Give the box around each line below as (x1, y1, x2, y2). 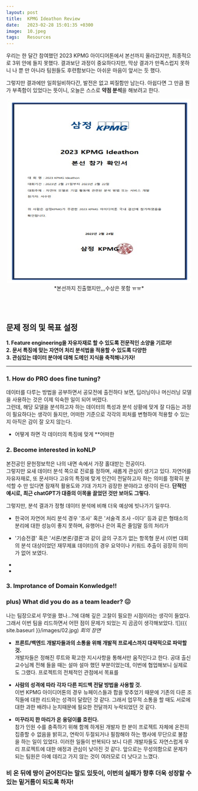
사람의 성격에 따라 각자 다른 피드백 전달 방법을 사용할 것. (14, 681, 142, 688)
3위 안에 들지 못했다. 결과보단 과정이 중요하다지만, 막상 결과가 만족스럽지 (12, 60, 179, 67)
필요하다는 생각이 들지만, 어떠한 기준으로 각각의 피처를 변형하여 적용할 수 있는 (12, 411, 190, 418)
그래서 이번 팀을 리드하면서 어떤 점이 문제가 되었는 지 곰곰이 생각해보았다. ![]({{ (6, 619, 187, 626)
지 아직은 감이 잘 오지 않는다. (6, 418, 72, 425)
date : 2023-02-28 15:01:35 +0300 (6, 22, 94, 28)
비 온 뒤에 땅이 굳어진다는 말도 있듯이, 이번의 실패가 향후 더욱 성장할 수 (6, 769, 192, 777)
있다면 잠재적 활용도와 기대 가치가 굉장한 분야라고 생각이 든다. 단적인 (29, 482, 187, 489)
